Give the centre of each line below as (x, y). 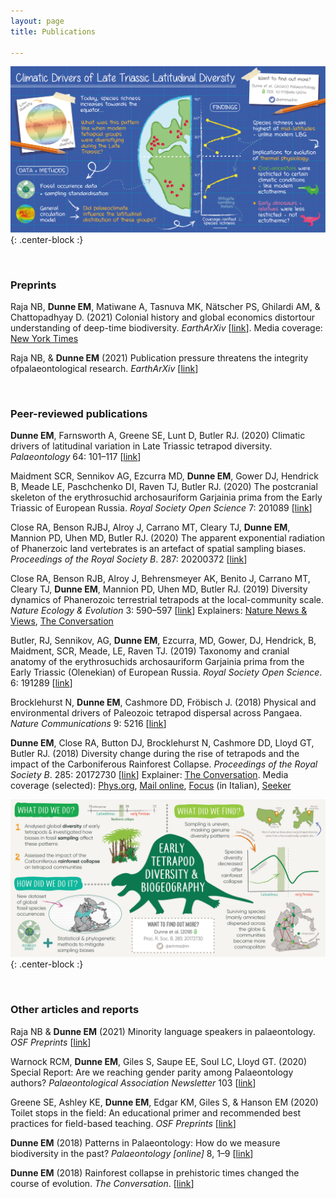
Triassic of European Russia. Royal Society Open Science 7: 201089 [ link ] (161, 508)
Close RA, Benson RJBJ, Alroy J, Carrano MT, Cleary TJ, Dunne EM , (150, 527)
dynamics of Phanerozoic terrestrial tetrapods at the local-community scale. (167, 600)
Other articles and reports (75, 1010)
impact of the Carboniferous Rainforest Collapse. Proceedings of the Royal (164, 764)
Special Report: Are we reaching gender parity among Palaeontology (152, 1072)
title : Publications (53, 31)
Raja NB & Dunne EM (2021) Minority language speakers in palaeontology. (163, 1031)
